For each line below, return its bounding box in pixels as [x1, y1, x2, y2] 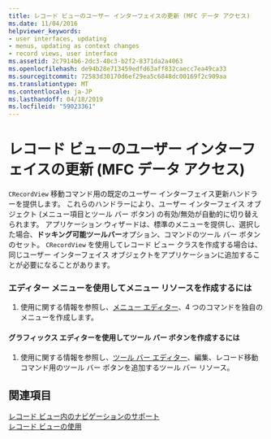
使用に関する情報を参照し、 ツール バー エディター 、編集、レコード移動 [19, 352, 259, 362]
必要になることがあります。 [22, 260, 115, 270]
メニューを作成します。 [19, 312, 99, 322]
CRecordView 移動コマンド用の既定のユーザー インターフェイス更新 [8, 189, 230, 199]
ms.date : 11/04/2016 [8, 20, 79, 28]
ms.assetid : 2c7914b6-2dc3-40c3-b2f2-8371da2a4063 [8, 58, 183, 66]
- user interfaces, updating [8, 34, 107, 43]
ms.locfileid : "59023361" [8, 102, 96, 111]
